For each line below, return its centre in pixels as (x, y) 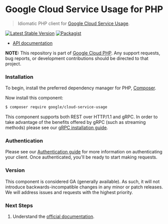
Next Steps (19, 205)
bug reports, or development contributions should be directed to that (77, 58)
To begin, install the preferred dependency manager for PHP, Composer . (81, 88)
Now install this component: (34, 98)
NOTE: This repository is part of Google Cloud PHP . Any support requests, (83, 53)
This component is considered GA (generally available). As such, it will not (82, 181)
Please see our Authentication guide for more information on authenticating (84, 152)
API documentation (33, 43)
